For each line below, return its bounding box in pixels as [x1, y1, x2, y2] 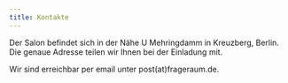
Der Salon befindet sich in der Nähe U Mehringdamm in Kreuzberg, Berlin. [9, 37, 279, 48]
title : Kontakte [9, 12, 69, 22]
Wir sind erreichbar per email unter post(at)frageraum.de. [9, 64, 220, 74]
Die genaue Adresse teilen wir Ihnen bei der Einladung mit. [9, 46, 223, 57]
